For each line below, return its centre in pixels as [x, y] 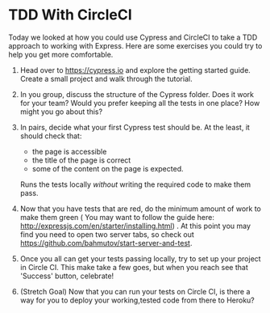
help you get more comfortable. [61, 54]
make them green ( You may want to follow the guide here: [117, 217]
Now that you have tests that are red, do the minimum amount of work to [141, 209]
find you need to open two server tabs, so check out [107, 234]
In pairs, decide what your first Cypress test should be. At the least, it [135, 127]
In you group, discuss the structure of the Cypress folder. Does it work [137, 94]
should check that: [51, 136]
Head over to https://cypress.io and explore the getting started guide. [135, 70]
